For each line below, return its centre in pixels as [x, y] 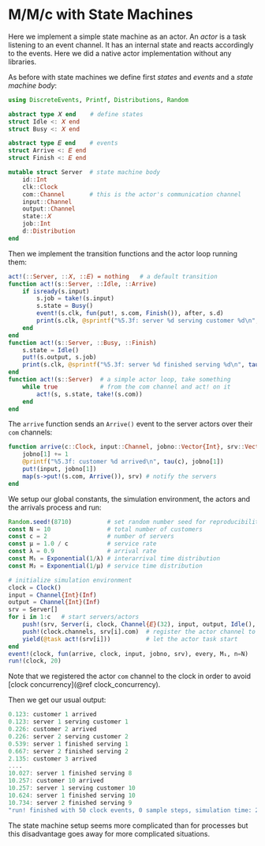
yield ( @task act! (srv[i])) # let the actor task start [130, 639]
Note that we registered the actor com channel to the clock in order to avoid [129, 676]
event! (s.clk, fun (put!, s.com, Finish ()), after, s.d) [130, 313]
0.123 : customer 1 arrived [52, 715]
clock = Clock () [35, 587]
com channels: [30, 432]
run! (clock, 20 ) [35, 661]
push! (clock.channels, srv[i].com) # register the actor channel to [139, 632]
